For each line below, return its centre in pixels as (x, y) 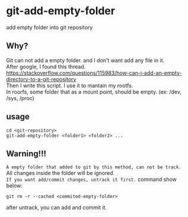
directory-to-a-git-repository (41, 79)
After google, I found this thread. (46, 66)
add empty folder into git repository (50, 27)
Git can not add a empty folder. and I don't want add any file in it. (85, 60)
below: (14, 186)
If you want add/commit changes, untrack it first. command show (91, 180)
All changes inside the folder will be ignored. (60, 173)
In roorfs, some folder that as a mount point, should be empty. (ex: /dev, (94, 92)
